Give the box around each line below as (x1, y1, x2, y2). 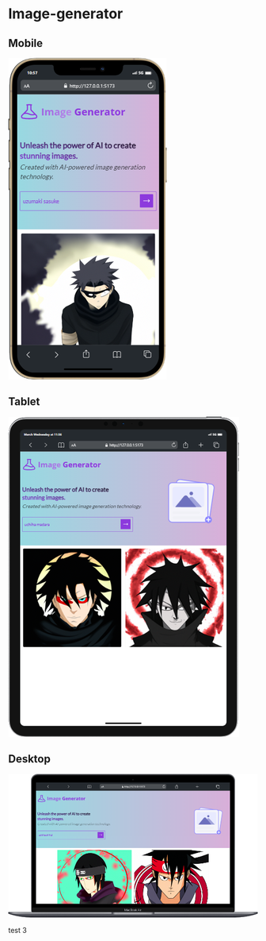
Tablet (8, 395, 40, 409)
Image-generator (8, 5, 123, 23)
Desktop (8, 752, 51, 766)
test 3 (8, 925, 28, 935)
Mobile (8, 37, 44, 50)
